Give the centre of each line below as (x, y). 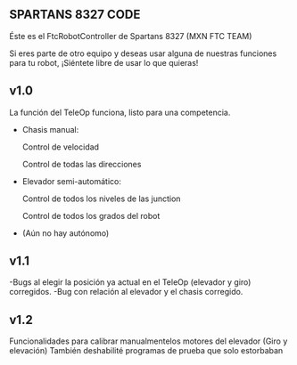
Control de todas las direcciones (82, 164)
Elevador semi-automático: (72, 181)
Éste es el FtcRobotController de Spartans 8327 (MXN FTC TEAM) (131, 36)
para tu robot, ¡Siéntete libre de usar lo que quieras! (104, 62)
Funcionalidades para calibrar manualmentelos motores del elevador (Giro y (148, 341)
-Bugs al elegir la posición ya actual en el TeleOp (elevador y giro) (130, 282)
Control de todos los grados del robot (91, 215)
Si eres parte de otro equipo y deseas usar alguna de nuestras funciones (143, 53)
